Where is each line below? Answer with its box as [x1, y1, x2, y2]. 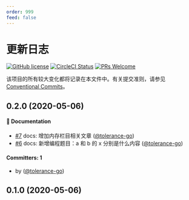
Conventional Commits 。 [6, 83, 68, 90]
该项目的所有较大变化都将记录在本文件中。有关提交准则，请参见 [6, 75, 165, 82]
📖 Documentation [6, 118, 51, 125]
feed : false [6, 15, 36, 21]
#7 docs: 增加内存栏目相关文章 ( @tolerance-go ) [15, 132, 134, 139]
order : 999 [6, 8, 34, 15]
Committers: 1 [6, 154, 42, 161]
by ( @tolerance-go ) [15, 167, 65, 175]
